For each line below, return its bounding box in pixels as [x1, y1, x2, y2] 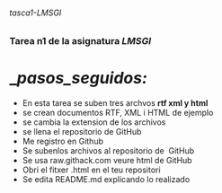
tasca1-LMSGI [9, 7, 62, 18]
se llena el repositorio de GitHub [22, 127, 142, 137]
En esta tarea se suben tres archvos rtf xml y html [22, 98, 209, 109]
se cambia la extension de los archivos [22, 117, 166, 127]
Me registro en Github [22, 136, 103, 147]
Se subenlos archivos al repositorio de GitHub [22, 145, 195, 156]
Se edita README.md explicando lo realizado [22, 174, 191, 185]
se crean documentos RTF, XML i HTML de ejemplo [22, 108, 214, 118]
